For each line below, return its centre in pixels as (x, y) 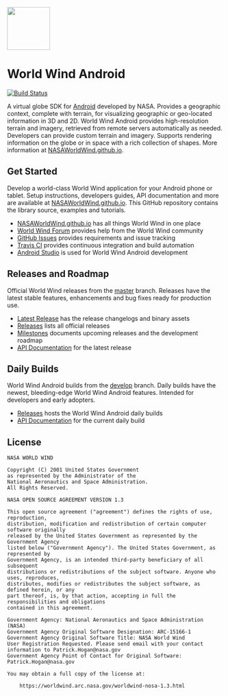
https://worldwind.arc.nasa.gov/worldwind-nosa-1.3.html (102, 686)
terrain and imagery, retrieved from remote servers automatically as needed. (115, 128)
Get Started (32, 172)
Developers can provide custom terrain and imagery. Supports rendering (110, 135)
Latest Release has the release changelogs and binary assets (103, 318)
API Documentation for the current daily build (81, 420)
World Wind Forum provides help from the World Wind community (110, 230)
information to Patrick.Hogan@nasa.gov (64, 650)
